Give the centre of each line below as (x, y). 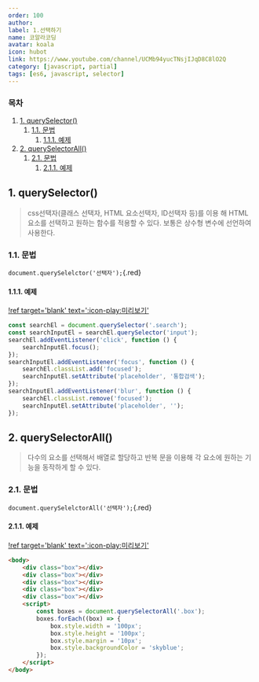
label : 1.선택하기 (35, 30)
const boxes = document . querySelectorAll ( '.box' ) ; (121, 612)
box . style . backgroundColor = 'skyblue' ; (117, 648)
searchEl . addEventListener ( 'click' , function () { (93, 340)
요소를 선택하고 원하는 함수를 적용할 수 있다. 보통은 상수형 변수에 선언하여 (139, 223)
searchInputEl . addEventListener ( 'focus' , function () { (101, 362)
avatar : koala (31, 45)
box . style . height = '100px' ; (98, 633)
